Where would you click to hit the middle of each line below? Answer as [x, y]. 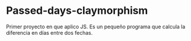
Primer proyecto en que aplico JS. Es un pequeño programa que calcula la [96, 27]
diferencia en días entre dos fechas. [50, 32]
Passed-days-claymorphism [77, 11]
